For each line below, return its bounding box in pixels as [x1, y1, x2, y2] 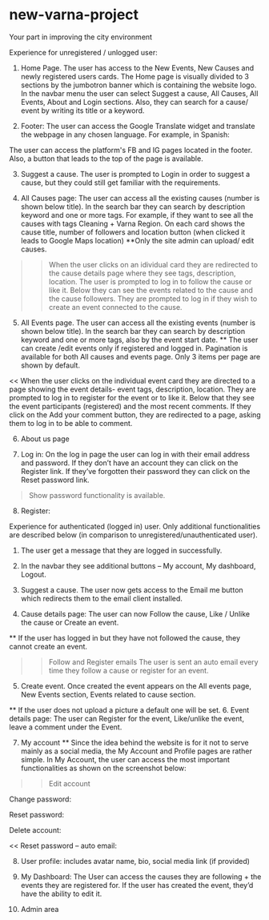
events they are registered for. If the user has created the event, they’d [20, 880, 254, 890]
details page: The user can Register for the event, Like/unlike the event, [9, 713, 245, 723]
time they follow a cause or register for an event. [48, 665, 209, 675]
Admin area [20, 904, 59, 914]
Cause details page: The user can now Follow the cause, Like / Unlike [20, 609, 251, 618]
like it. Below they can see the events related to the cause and [48, 285, 253, 295]
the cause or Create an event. [20, 617, 119, 627]
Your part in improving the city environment [9, 32, 153, 42]
